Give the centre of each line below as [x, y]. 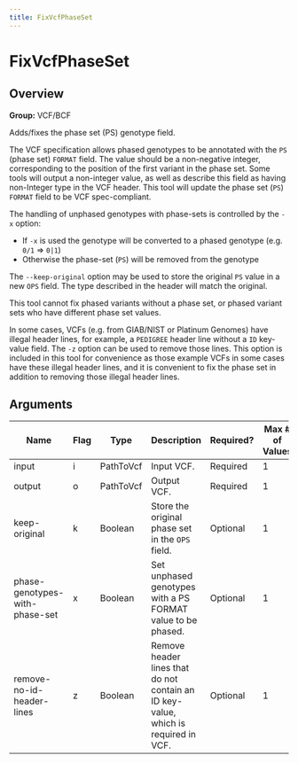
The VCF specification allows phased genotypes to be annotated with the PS [149, 149]
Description [176, 440]
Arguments [41, 405]
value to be [174, 620]
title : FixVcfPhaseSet [51, 17]
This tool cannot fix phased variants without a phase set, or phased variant [145, 303]
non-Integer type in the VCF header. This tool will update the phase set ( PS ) [146, 187]
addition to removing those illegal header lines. [94, 377]
